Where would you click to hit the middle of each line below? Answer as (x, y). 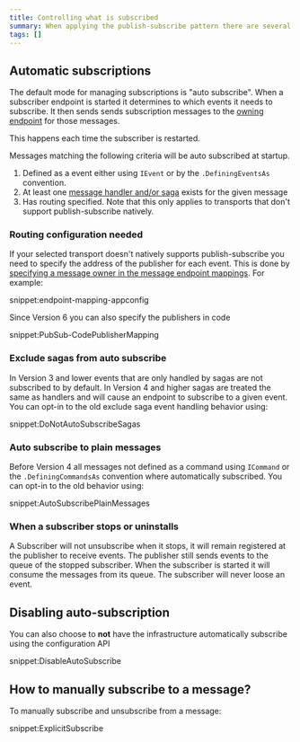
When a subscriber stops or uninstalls (94, 526)
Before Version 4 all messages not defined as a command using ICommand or (150, 467)
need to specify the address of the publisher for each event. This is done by (150, 264)
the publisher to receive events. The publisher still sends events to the (139, 556)
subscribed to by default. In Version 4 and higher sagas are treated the (140, 387)
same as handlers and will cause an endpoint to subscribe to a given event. (149, 397)
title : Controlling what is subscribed (84, 18)
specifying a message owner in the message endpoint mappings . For (137, 273)
